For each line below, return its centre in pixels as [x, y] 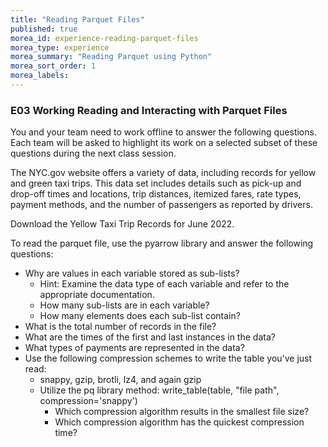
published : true [44, 29]
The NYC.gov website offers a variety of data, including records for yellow [163, 173]
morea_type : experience [60, 47]
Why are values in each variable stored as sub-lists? [132, 273]
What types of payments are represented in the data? [134, 348]
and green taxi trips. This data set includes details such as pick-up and [156, 183]
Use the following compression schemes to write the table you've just [168, 358]
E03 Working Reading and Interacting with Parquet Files [149, 110]
